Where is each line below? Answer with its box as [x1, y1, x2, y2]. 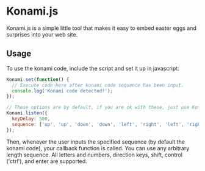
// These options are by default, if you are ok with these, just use [6, 105, 190, 111]
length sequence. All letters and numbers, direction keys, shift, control [6, 151, 183, 158]
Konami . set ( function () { [6, 76, 70, 83]
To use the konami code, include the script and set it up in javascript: [6, 65, 179, 72]
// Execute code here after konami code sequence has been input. [12, 82, 184, 88]
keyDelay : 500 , [12, 116, 51, 122]
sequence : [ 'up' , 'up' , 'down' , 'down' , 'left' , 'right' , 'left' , [12, 121, 184, 127]
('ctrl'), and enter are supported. [6, 157, 87, 165]
